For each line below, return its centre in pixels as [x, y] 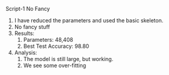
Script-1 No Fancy [28, 9]
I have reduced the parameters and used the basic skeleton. [89, 20]
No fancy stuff [32, 27]
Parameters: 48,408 [48, 40]
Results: [24, 33]
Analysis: [26, 53]
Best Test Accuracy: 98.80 [56, 46]
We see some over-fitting [55, 65]
